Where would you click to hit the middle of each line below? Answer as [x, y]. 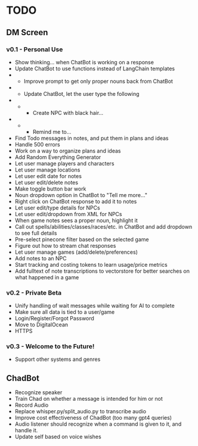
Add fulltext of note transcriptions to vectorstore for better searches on [102, 271]
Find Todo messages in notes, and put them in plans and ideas [92, 138]
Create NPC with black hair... [68, 113]
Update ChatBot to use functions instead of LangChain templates [95, 68]
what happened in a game [47, 277]
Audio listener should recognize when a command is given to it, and [98, 424]
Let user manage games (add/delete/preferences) [76, 252]
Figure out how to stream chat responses [65, 245]
